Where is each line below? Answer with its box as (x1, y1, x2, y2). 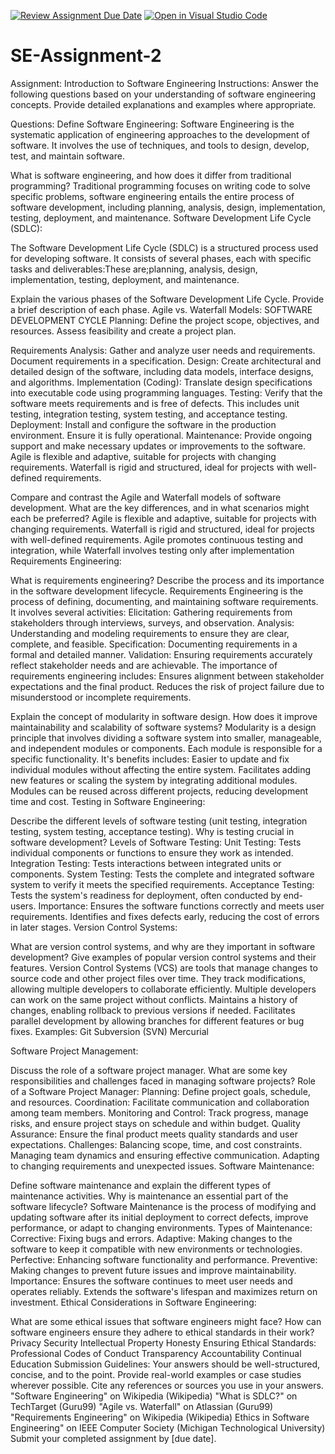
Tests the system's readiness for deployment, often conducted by (10, 889, 282, 901)
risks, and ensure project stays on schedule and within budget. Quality (10, 1117, 301, 1129)
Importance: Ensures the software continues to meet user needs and (10, 1275, 293, 1287)
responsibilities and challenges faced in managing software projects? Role (10, 1075, 316, 1087)
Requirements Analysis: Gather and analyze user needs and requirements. (10, 344, 316, 356)
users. (10, 900, 37, 912)
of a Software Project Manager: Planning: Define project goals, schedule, (10, 1085, 311, 1097)
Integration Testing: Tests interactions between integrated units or (10, 857, 282, 869)
